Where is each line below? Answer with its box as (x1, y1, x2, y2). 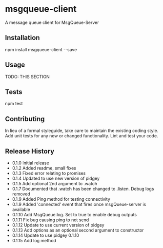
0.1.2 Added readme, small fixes (12, 165, 77, 171)
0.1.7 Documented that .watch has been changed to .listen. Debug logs (12, 186, 154, 191)
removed (12, 191, 30, 197)
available (12, 207, 30, 212)
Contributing (5, 114, 45, 123)
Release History (5, 147, 55, 155)
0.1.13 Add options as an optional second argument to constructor (12, 228, 144, 233)
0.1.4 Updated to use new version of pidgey (12, 175, 100, 181)
